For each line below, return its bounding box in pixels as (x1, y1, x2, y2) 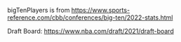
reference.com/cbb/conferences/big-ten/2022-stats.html (7, 13, 173, 22)
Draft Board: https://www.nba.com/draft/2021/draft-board (7, 27, 174, 35)
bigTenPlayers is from (7, 6, 70, 14)
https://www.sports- (71, 6, 130, 14)
